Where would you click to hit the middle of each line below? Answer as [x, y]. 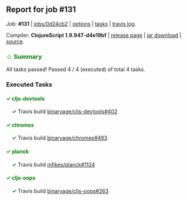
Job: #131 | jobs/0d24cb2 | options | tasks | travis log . [71, 23]
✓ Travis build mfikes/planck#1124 [53, 164]
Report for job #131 [41, 10]
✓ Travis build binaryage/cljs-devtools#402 [64, 111]
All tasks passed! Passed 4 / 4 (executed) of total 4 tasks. [76, 69]
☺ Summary [24, 56]
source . [15, 41]
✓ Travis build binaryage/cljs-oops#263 [60, 191]
